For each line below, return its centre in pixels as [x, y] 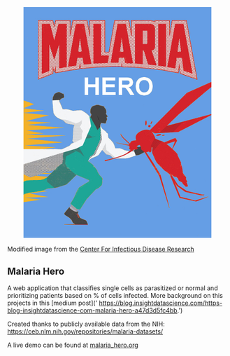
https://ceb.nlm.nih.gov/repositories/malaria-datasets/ [85, 331]
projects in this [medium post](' [52, 303]
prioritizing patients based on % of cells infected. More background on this [115, 296]
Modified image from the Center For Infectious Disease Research [101, 249]
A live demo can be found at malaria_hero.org [73, 345]
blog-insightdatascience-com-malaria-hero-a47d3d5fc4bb [92, 310]
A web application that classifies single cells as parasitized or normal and [113, 288]
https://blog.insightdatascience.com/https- [160, 303]
